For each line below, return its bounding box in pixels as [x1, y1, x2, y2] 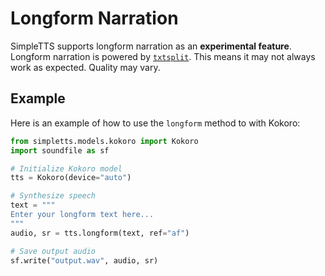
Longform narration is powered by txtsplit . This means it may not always [10, 50, 316, 62]
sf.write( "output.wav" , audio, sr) [10, 255, 159, 266]
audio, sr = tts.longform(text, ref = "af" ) [10, 228, 190, 238]
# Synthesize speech [10, 191, 97, 201]
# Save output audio [10, 246, 97, 256]
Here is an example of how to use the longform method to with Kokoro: [10, 117, 301, 129]
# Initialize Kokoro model [10, 163, 123, 174]
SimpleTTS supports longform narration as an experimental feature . [10, 40, 292, 52]
